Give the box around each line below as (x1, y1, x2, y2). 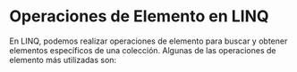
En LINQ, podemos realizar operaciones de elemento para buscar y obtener (9, 36, 288, 46)
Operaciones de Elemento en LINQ (9, 6, 270, 27)
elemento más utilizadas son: (9, 54, 117, 65)
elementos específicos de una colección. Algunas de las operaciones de (9, 44, 276, 55)
